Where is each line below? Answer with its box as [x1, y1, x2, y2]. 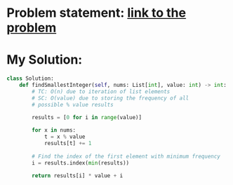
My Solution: [6, 52, 83, 68]
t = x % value [44, 133, 86, 141]
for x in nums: [32, 127, 76, 134]
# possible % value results [32, 101, 114, 108]
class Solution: [6, 75, 54, 82]
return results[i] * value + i [32, 172, 124, 179]
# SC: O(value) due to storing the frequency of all [32, 95, 189, 102]
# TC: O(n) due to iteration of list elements [32, 88, 171, 95]
